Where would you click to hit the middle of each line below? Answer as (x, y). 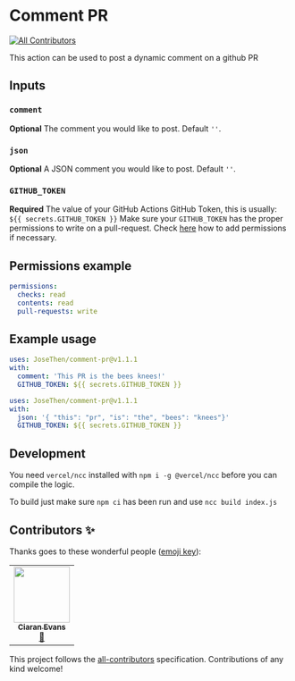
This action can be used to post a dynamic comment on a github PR (134, 57)
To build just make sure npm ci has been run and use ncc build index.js (143, 502)
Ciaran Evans (42, 627)
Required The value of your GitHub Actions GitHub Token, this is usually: (143, 209)
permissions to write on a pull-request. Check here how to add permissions (148, 228)
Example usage (53, 339)
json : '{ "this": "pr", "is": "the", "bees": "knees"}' (123, 417)
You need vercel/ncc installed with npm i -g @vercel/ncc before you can (143, 475)
